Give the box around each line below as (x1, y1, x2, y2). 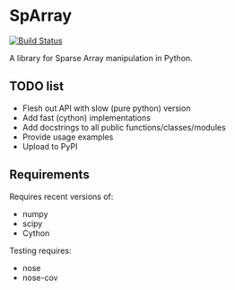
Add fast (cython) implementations (22, 112, 151, 122)
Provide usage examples (22, 131, 114, 142)
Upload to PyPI (22, 140, 78, 151)
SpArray (9, 5, 73, 26)
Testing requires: (9, 245, 72, 256)
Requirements (9, 168, 90, 183)
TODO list (9, 78, 65, 95)
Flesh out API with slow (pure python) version (22, 103, 191, 113)
